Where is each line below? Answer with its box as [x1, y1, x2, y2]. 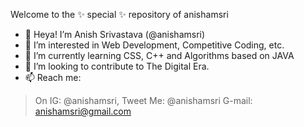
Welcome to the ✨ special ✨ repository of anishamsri [10, 9, 229, 20]
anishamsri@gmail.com [34, 105, 132, 117]
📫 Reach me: [24, 72, 82, 83]
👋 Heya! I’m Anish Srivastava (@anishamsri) [24, 29, 206, 40]
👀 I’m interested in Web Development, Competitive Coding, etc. [24, 39, 285, 51]
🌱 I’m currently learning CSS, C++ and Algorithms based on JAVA [24, 50, 295, 61]
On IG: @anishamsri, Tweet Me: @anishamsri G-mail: [34, 95, 253, 106]
